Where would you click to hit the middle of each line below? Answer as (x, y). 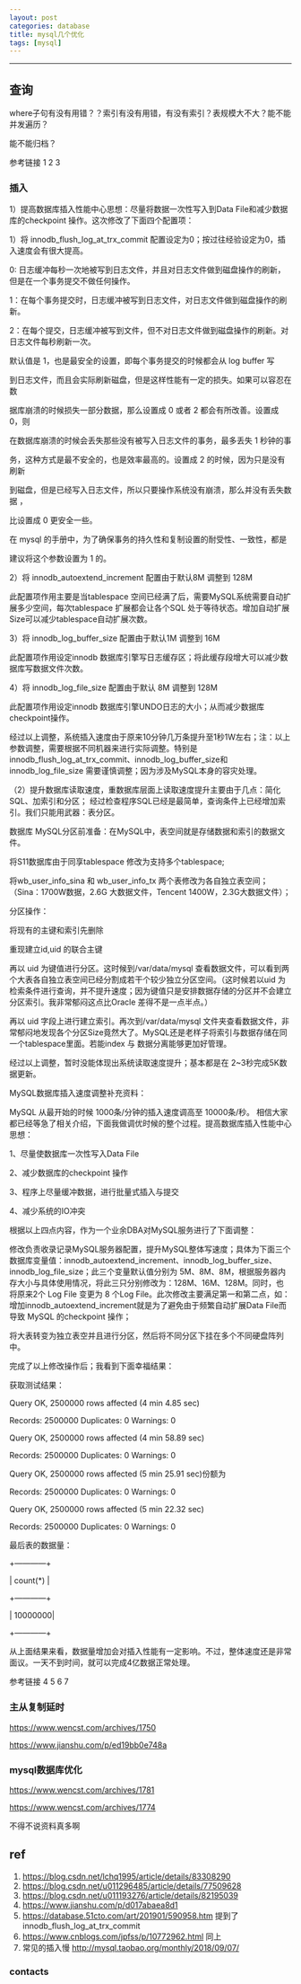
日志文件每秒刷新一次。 (52, 341)
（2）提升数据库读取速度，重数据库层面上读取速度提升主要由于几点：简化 (145, 790)
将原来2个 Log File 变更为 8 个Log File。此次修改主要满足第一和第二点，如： (150, 1294)
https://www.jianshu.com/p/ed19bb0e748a (88, 1745)
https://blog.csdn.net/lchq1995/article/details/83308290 (126, 1876)
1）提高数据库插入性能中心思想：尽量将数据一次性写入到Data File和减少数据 (149, 209)
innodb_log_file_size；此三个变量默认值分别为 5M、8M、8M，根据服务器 (144, 1271)
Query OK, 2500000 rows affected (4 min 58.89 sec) (107, 1438)
